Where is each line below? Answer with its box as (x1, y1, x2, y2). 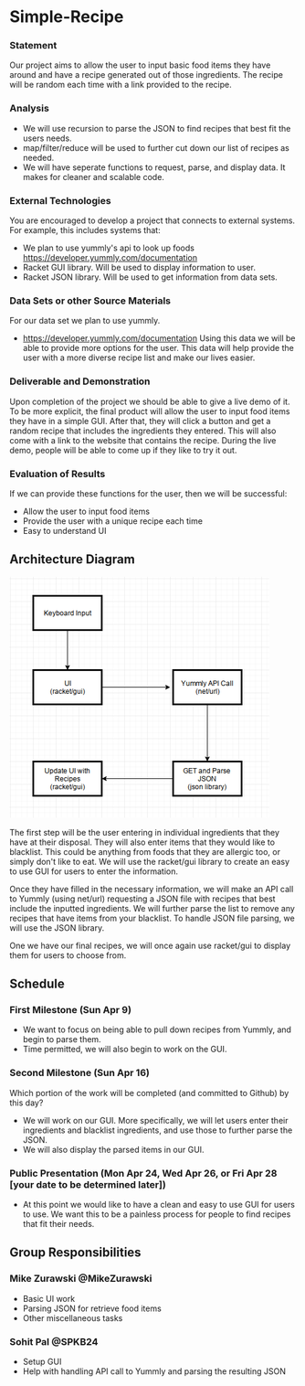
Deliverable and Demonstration (9, 375, 151, 388)
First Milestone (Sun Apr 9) (9, 1004, 132, 1017)
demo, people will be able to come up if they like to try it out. (9, 444, 237, 455)
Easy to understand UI (22, 525, 107, 536)
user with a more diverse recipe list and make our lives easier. (22, 352, 256, 363)
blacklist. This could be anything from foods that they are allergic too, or (9, 846, 281, 857)
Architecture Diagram (9, 551, 135, 568)
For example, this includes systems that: (9, 225, 162, 236)
